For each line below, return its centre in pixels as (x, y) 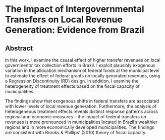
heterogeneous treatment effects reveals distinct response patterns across (82, 111)
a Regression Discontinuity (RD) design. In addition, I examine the (72, 81)
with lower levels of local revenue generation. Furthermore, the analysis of (81, 106)
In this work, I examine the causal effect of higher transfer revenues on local (83, 60)
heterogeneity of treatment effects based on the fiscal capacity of (72, 86)
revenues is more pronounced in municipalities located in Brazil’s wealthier (81, 122)
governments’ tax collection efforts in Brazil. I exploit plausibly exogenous (80, 65)
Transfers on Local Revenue (64, 19)
